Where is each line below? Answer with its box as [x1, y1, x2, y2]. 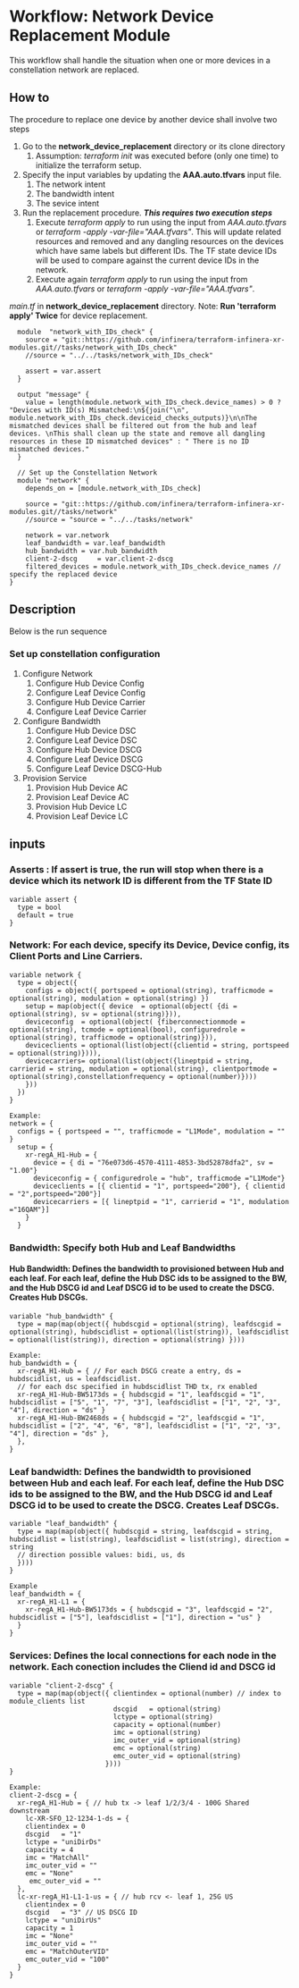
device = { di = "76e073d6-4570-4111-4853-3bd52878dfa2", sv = [32, 1158, 274, 1167]
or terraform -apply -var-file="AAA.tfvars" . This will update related [35, 226, 282, 237]
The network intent [35, 179, 106, 190]
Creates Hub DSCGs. [9, 1292, 88, 1302]
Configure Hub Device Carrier [35, 696, 145, 707]
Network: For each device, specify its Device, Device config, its [9, 939, 290, 951]
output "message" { [17, 390, 90, 399]
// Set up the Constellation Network [17, 468, 158, 477]
